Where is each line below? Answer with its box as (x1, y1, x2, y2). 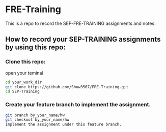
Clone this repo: (5, 58, 46, 65)
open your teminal (5, 70, 43, 76)
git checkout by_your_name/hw (5, 117, 70, 122)
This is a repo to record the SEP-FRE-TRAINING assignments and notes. (5, 20, 156, 26)
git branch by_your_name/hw (5, 113, 65, 118)
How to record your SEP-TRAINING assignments (5, 35, 161, 44)
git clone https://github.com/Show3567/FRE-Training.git (5, 84, 129, 89)
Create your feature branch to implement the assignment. (5, 101, 151, 108)
